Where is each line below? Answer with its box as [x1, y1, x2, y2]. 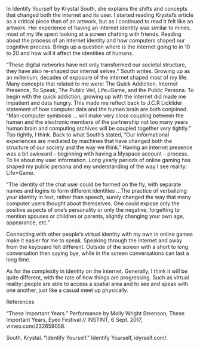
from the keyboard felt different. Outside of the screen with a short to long [6, 243, 189, 250]
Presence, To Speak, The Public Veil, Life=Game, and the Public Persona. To [6, 87, 194, 93]
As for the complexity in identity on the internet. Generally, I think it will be [6, 267, 188, 275]
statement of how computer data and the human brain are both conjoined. [6, 106, 188, 112]
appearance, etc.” [6, 219, 50, 226]
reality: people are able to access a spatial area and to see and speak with [6, 281, 189, 287]
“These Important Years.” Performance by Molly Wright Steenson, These [6, 310, 185, 316]
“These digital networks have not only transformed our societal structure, [6, 61, 187, 68]
